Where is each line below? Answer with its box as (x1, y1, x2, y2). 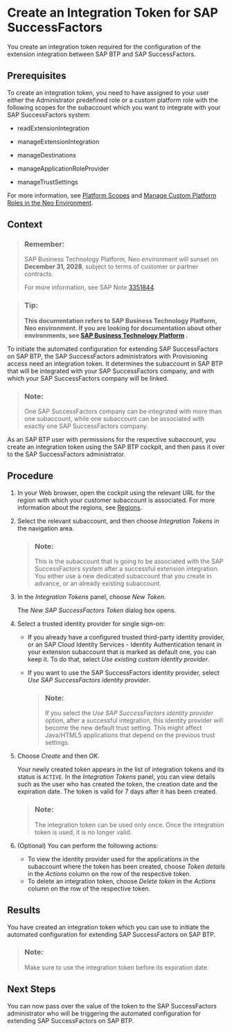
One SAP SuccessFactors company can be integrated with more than (24, 407, 222, 415)
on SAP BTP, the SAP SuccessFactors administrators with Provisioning (7, 352, 208, 360)
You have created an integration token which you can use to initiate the (7, 922, 210, 931)
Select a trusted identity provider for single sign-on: (17, 619, 165, 628)
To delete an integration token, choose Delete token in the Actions (27, 877, 216, 885)
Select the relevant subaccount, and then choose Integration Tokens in (17, 517, 220, 525)
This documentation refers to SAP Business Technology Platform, (24, 316, 217, 325)
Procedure (7, 470, 54, 482)
